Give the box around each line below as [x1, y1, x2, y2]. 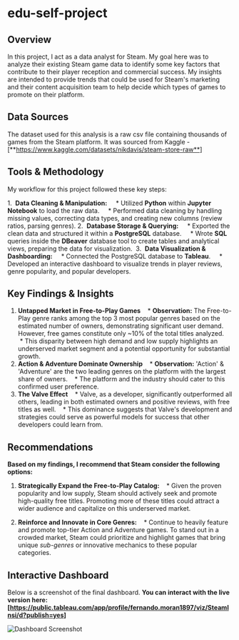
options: [7, 468, 34, 476]
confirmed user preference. [17, 382, 99, 391]
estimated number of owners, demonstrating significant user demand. [17, 321, 224, 330]
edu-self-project [7, 5, 108, 21]
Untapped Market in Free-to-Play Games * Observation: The [17, 306, 205, 315]
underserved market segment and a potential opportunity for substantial [17, 344, 230, 353]
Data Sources [7, 111, 69, 123]
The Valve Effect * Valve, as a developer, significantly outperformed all [17, 390, 233, 399]
